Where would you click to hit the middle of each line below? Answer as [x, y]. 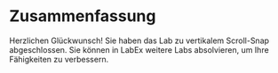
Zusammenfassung [83, 16]
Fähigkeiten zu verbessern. [59, 59]
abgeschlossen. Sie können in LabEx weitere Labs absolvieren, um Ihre [139, 49]
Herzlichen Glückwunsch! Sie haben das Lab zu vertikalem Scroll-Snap [139, 40]
